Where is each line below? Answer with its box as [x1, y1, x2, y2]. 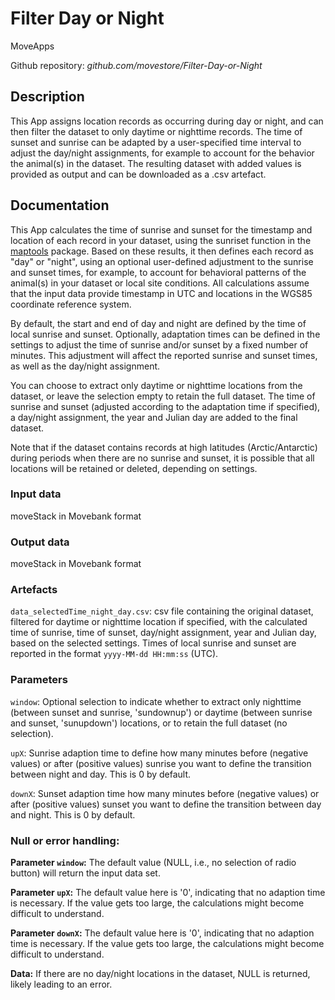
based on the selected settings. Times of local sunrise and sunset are [10, 637, 297, 649]
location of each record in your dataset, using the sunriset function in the [10, 234, 312, 246]
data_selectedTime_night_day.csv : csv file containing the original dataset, [10, 605, 314, 617]
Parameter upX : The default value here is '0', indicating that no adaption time [10, 887, 326, 899]
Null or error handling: [10, 833, 120, 847]
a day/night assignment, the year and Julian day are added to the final [10, 411, 298, 423]
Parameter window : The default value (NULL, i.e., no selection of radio [10, 857, 297, 869]
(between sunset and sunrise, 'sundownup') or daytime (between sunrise [10, 706, 313, 718]
